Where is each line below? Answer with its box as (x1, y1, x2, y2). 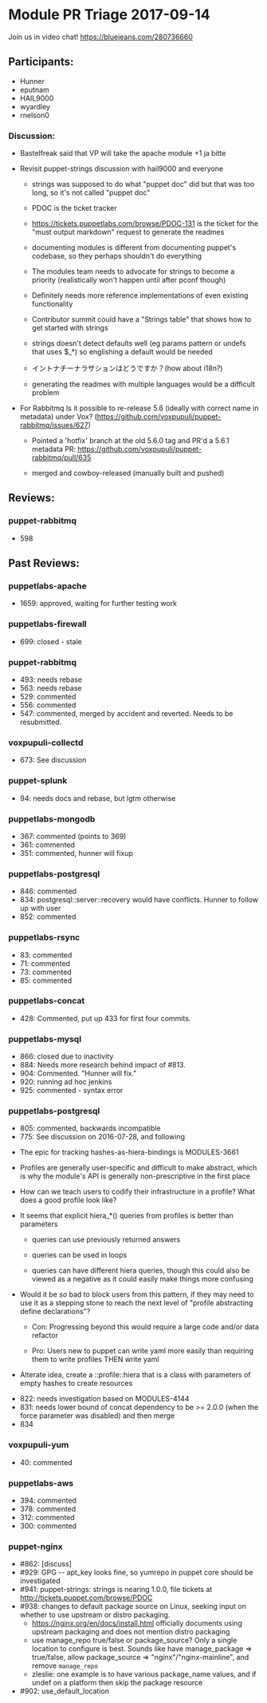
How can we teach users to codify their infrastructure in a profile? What (19, 1187, 255, 1197)
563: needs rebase (19, 683, 82, 693)
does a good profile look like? (19, 1195, 117, 1205)
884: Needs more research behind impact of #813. (19, 1060, 186, 1070)
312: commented (19, 1512, 76, 1522)
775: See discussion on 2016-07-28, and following (19, 1132, 186, 1142)
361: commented (19, 840, 76, 850)
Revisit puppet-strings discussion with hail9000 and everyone (19, 164, 224, 173)
